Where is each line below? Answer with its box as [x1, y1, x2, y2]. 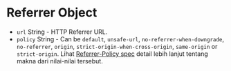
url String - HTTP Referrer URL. [16, 28, 108, 36]
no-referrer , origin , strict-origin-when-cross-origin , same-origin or [16, 42, 218, 50]
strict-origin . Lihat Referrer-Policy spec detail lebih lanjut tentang [16, 50, 208, 58]
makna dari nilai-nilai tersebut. [16, 57, 103, 65]
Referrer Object [6, 5, 98, 21]
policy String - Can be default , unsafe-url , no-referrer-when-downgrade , [16, 34, 225, 43]
